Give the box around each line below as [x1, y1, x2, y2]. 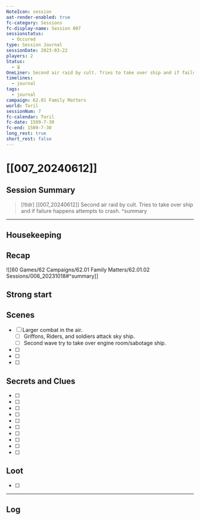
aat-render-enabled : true [6, 14, 70, 20]
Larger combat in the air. [22, 327, 83, 334]
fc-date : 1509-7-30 [6, 120, 55, 126]
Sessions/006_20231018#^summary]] [6, 272, 99, 280]
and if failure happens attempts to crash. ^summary [20, 207, 148, 214]
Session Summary [6, 185, 76, 195]
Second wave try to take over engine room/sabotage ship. [23, 340, 167, 347]
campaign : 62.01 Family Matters [6, 97, 86, 103]
